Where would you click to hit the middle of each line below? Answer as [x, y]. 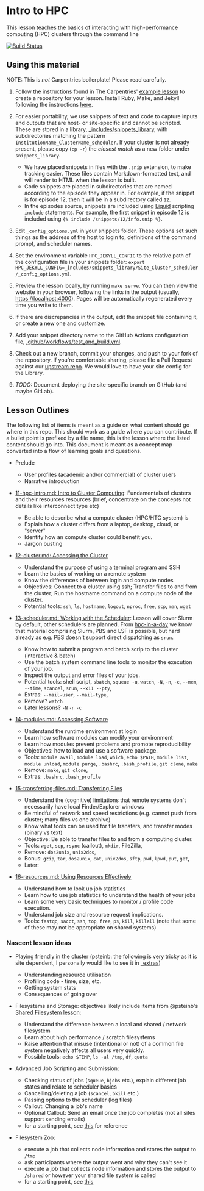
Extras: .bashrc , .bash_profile [63, 776]
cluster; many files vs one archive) [67, 819]
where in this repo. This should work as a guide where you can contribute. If [102, 431]
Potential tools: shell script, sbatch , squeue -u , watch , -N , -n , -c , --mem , [111, 681]
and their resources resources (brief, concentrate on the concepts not [103, 499]
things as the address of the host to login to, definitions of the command [106, 237]
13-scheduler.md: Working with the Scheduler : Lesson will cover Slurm [104, 618]
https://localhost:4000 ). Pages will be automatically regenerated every [104, 298]
